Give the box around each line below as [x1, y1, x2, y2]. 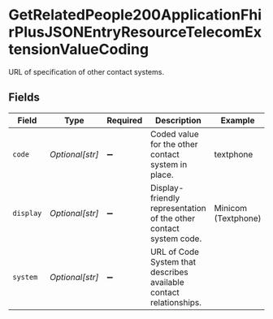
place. [149, 169, 174, 180]
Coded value [149, 128, 199, 140]
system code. [149, 233, 202, 244]
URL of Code [149, 246, 200, 257]
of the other [149, 213, 196, 224]
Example [220, 114, 255, 126]
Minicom [214, 202, 248, 213]
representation [149, 202, 207, 213]
